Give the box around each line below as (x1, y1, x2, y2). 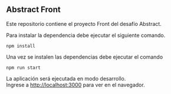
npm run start (6, 65, 41, 70)
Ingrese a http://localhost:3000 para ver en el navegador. (6, 81, 146, 88)
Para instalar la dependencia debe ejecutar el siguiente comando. (6, 32, 166, 39)
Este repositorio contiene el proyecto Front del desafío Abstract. (6, 20, 162, 27)
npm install (6, 43, 35, 49)
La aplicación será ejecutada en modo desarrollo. (6, 75, 126, 82)
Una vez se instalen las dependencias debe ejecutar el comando (6, 53, 163, 61)
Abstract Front (6, 5, 61, 15)
